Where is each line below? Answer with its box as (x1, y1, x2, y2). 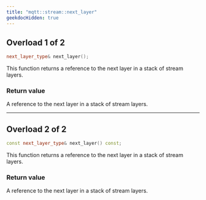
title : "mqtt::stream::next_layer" (6, 9, 97, 15)
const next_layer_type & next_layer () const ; (6, 140, 122, 147)
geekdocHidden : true (6, 15, 59, 21)
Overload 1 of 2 (6, 37, 66, 48)
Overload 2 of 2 (6, 124, 67, 134)
